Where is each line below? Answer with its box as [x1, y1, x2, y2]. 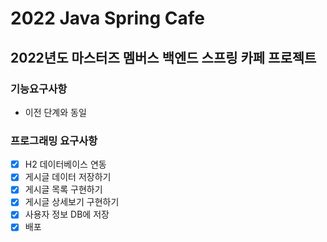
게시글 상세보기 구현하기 [24, 196, 120, 208]
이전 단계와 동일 [24, 106, 87, 118]
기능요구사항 [10, 82, 68, 96]
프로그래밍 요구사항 [10, 133, 98, 147]
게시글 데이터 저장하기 [24, 171, 112, 183]
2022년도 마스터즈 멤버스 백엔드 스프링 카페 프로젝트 [10, 49, 317, 66]
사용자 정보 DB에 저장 [24, 208, 110, 221]
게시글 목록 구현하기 [24, 183, 103, 196]
